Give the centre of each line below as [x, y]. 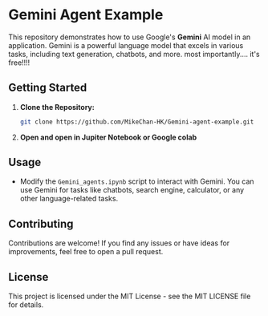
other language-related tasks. [69, 199]
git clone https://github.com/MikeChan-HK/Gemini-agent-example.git [137, 122]
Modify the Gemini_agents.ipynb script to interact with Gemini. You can [137, 181]
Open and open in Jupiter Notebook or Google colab [108, 137]
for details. [26, 305]
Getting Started [48, 88]
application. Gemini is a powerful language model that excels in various [126, 45]
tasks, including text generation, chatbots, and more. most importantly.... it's [134, 54]
